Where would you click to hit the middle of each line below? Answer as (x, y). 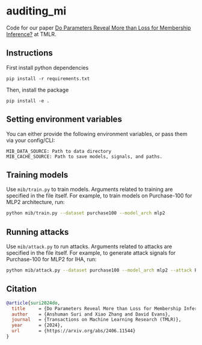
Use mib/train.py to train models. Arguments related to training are (90, 189)
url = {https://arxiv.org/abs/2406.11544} (74, 331)
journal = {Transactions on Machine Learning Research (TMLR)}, (96, 320)
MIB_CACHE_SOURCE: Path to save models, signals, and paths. (84, 157)
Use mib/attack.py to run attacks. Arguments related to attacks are (89, 247)
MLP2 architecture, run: (35, 202)
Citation (22, 289)
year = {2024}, (37, 325)
